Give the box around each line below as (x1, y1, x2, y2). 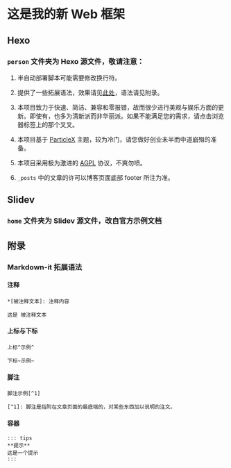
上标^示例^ (7, 344, 35, 351)
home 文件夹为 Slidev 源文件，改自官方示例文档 (7, 216, 162, 226)
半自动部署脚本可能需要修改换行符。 (17, 74, 121, 82)
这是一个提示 (7, 449, 39, 457)
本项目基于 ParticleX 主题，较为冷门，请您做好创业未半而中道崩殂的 (17, 135, 211, 143)
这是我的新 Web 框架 (7, 6, 126, 22)
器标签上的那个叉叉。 (17, 120, 78, 128)
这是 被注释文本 (7, 311, 47, 318)
